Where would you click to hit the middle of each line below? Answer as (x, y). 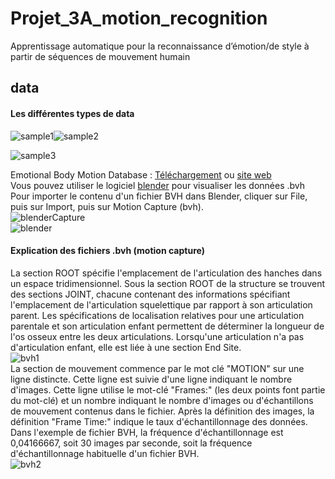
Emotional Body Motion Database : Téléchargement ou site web (141, 174)
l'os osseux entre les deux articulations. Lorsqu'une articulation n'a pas (157, 336)
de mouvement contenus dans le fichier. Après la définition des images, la (162, 411)
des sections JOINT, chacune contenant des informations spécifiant (150, 294)
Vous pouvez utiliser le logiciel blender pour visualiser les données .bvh (158, 185)
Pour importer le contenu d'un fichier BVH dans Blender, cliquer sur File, (159, 196)
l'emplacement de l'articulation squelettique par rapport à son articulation (161, 304)
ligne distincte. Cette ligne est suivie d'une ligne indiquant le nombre (151, 379)
